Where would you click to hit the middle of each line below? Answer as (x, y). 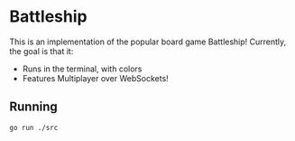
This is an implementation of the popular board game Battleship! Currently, (148, 42)
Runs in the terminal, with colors (82, 69)
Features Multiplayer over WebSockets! (95, 78)
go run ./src (34, 127)
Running (34, 107)
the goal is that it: (41, 51)
